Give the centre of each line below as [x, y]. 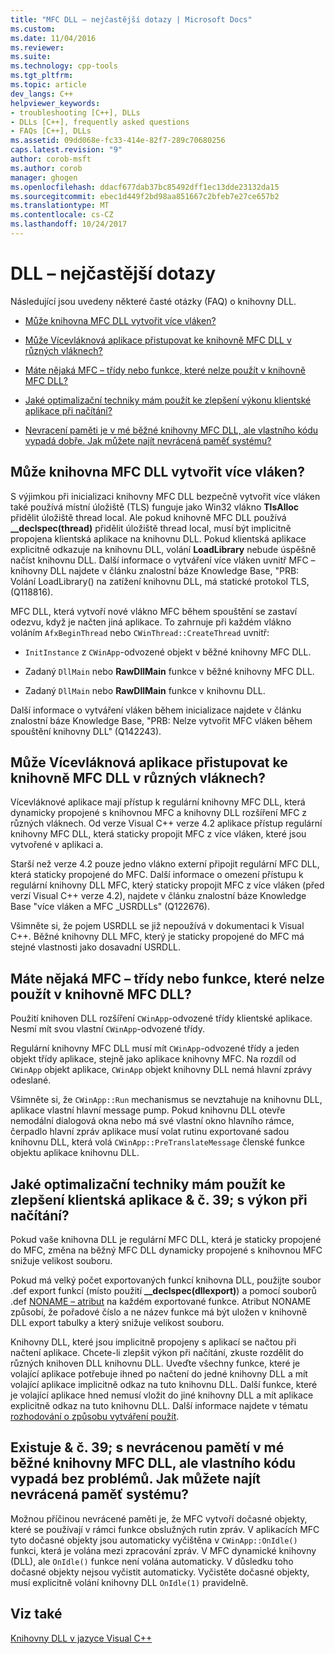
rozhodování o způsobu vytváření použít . [95, 1417]
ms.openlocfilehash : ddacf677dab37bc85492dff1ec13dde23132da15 [145, 187]
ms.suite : [31, 57]
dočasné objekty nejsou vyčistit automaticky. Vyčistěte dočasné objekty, [160, 1572]
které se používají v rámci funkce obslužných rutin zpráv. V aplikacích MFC [165, 1529]
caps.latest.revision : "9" [66, 150]
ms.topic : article [48, 85]
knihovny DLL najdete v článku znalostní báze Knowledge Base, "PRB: [155, 570]
